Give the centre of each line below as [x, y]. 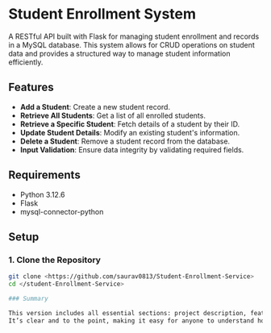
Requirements [44, 175]
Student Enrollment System [102, 14]
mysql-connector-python [62, 211]
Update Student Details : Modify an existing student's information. [130, 132]
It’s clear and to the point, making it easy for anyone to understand [131, 321]
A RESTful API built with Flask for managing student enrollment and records [134, 36]
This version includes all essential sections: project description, [128, 313]
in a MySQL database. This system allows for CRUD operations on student [132, 44]
